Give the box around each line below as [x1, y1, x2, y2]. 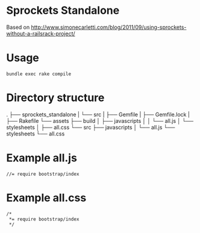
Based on [6, 23, 30, 31]
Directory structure [6, 91, 105, 105]
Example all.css [6, 191, 87, 205]
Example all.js [6, 151, 77, 164]
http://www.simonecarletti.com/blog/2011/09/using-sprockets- [31, 23, 187, 31]
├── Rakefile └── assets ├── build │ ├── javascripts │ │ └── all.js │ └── [6, 117, 194, 124]
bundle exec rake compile [6, 70, 71, 77]
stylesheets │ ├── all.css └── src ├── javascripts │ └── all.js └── [6, 123, 175, 131]
